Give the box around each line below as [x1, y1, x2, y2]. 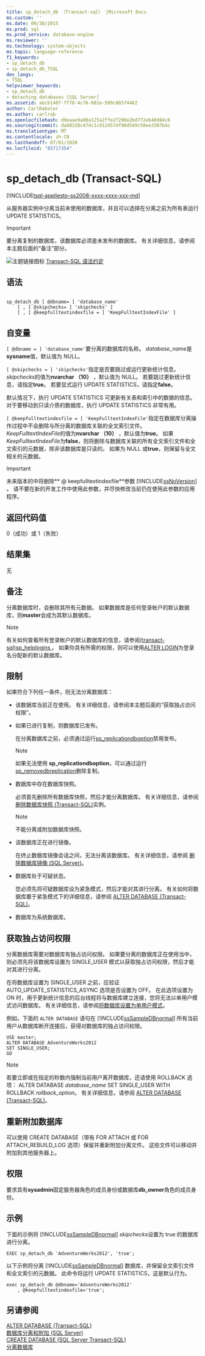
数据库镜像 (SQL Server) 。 [20, 859, 87, 867]
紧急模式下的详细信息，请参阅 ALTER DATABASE [36, 893, 159, 900]
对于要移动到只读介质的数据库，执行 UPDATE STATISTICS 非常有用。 [6, 401, 180, 409]
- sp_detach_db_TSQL [6, 65, 59, 72]
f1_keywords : [6, 54, 40, 60]
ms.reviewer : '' [6, 37, 48, 43]
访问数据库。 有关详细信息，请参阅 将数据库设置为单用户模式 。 [11, 1002, 168, 1009]
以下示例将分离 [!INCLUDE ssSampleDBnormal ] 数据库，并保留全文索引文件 [6, 1262, 195, 1269]
